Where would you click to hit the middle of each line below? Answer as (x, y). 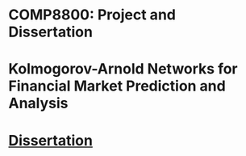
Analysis (38, 103)
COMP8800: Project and (92, 15)
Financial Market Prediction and (117, 86)
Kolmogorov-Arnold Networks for (123, 69)
